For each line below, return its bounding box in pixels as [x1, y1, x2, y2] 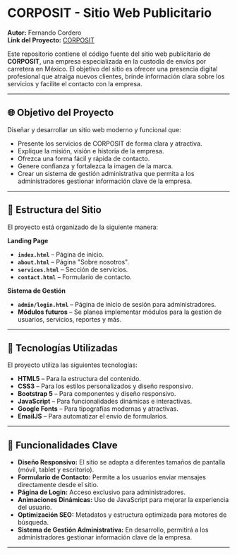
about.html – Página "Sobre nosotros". [17, 257, 129, 266]
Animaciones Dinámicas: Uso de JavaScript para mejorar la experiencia [17, 496, 229, 504]
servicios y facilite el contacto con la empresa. [7, 79, 142, 88]
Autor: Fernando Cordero [7, 28, 82, 37]
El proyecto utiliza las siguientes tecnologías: [7, 361, 138, 369]
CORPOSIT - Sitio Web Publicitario [7, 5, 212, 21]
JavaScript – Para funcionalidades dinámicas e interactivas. [17, 397, 193, 406]
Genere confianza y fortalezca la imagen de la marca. [17, 161, 174, 170]
